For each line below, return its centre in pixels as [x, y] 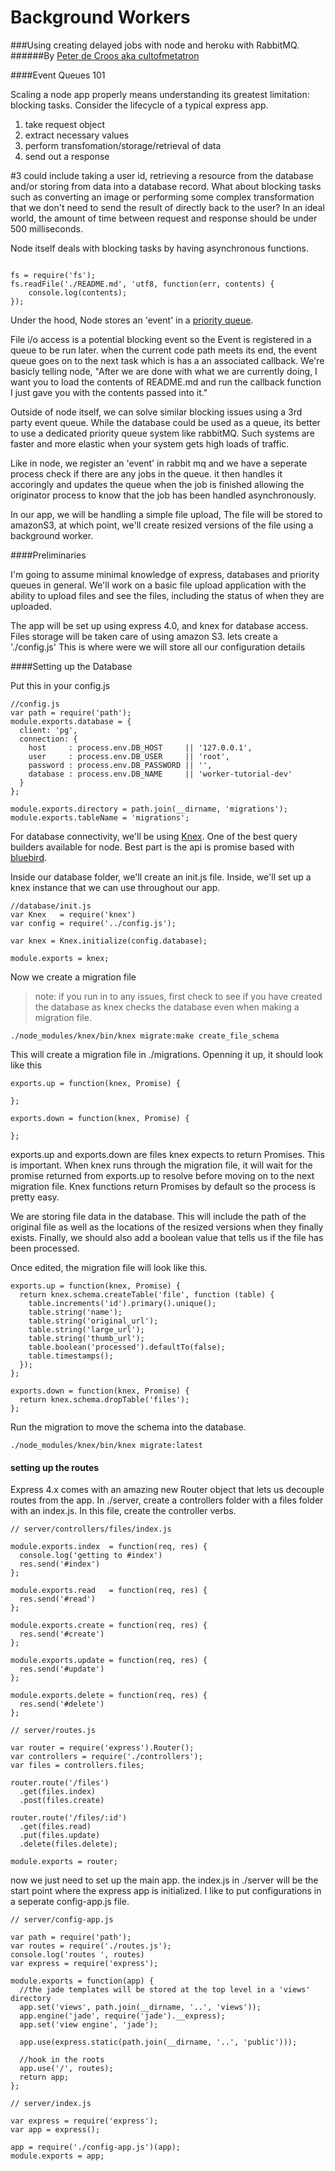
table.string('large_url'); [86, 1329]
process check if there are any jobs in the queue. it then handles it [146, 473]
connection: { [48, 739]
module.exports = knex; [60, 958]
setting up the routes [55, 1467]
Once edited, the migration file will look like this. [109, 1267]
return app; [44, 2077]
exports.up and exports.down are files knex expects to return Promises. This [167, 1154]
